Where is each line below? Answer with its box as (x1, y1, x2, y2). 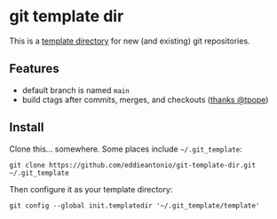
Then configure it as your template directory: (9, 184, 173, 194)
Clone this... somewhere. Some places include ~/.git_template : (9, 144, 242, 154)
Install (9, 120, 44, 135)
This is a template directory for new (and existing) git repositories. (9, 35, 250, 46)
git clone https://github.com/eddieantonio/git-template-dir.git (9, 160, 256, 169)
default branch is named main (21, 84, 131, 95)
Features (9, 61, 59, 76)
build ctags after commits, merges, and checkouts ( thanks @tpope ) (21, 94, 269, 105)
